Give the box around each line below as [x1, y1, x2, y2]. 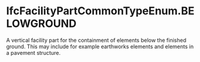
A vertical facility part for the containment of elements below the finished [6, 36, 187, 44]
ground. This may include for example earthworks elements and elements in [6, 43, 194, 50]
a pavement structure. [6, 49, 61, 56]
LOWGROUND [6, 17, 77, 30]
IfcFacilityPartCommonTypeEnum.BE [6, 4, 195, 18]
